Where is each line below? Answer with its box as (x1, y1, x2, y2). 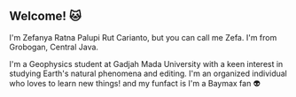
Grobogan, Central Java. (9, 41, 99, 52)
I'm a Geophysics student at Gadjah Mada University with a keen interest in (9, 58, 284, 69)
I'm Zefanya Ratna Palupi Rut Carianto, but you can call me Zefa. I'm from (9, 32, 277, 42)
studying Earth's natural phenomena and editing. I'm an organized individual (9, 68, 288, 78)
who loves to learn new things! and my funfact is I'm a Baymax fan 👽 (9, 78, 261, 88)
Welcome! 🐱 (9, 9, 82, 24)
